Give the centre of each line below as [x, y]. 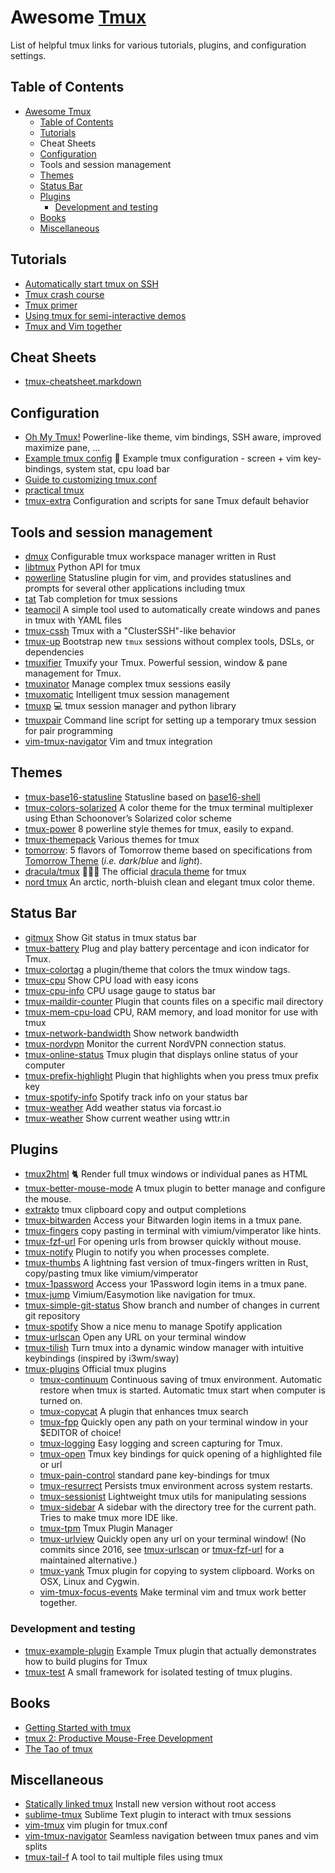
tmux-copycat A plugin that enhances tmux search [144, 1412]
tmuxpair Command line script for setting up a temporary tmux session [170, 720]
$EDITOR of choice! [80, 1433]
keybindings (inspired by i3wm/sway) [102, 1358]
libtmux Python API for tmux [82, 567]
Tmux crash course [64, 294]
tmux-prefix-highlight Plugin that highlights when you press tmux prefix [171, 1075]
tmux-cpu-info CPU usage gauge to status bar [120, 990]
